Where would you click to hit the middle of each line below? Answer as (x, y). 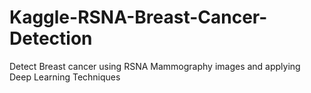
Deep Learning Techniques (65, 77)
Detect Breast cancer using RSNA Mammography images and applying (155, 66)
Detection (51, 38)
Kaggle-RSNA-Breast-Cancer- (138, 17)
